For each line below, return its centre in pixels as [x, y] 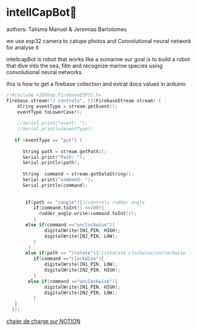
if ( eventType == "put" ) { [48, 140]
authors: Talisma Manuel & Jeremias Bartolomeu [67, 29]
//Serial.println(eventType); [55, 129]
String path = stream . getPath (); [65, 151]
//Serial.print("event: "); [52, 123]
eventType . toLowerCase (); [50, 112]
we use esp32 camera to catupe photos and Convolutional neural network [99, 41]
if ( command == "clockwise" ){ [68, 259]
